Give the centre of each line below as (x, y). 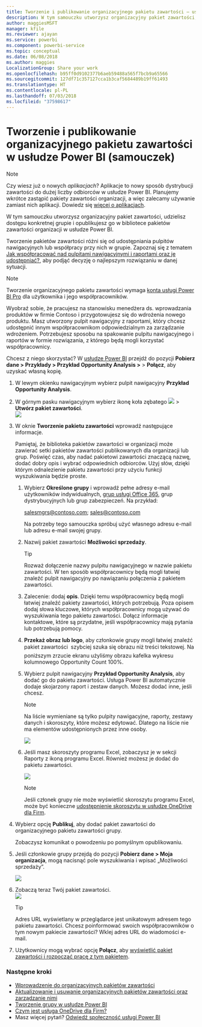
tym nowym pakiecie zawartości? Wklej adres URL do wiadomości (97, 932)
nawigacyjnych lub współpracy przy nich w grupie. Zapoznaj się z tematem (99, 247)
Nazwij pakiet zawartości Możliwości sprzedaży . (85, 542)
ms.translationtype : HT (36, 85)
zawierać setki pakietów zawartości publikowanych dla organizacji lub (102, 450)
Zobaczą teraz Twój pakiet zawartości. (63, 889)
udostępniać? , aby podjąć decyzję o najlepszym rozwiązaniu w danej (92, 260)
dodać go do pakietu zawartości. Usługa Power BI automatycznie (105, 680)
